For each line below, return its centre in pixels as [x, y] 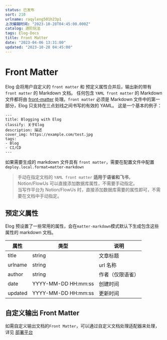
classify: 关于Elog [25, 125]
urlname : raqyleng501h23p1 [33, 19]
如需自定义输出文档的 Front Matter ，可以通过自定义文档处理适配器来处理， [82, 326]
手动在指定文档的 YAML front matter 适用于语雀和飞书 [73, 177]
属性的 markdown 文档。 [31, 233]
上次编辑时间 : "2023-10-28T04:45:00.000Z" [48, 24]
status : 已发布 [20, 10]
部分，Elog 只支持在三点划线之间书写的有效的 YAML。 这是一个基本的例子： [83, 105]
